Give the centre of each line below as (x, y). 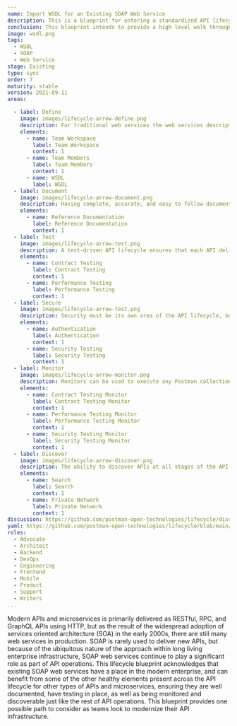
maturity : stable (33, 86)
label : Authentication (66, 335)
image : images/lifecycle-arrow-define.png (83, 119)
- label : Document (41, 191)
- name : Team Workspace (61, 139)
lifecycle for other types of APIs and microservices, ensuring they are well (115, 686)
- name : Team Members (58, 158)
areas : (17, 100)
